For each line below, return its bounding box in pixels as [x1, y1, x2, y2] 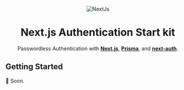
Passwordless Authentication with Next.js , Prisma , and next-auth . [17, 45, 179, 52]
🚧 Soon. [5, 77, 25, 84]
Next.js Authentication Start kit [21, 26, 175, 39]
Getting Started [5, 62, 63, 72]
